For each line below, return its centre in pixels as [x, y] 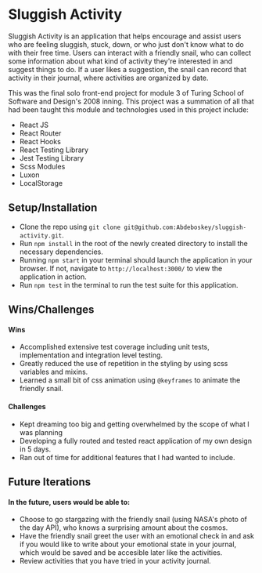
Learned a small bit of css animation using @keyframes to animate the [130, 380]
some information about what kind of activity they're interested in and [120, 61]
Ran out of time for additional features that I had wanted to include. [127, 457]
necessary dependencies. [61, 252]
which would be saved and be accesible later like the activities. [121, 553]
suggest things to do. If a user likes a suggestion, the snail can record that [127, 69]
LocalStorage [41, 183]
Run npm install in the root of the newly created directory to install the [133, 243]
